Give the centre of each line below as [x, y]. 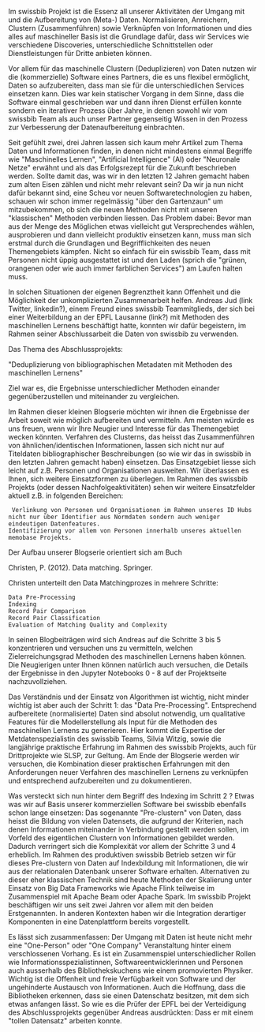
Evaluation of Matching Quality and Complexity [88, 625]
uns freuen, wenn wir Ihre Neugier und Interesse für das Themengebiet [124, 428]
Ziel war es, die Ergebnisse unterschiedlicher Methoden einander [114, 388]
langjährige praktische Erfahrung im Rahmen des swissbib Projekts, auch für [132, 747]
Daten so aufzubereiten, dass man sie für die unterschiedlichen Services [126, 85]
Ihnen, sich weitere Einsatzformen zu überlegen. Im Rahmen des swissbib [128, 479]
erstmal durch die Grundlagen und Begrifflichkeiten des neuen [109, 243]
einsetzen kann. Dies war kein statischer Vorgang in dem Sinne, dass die [126, 93]
